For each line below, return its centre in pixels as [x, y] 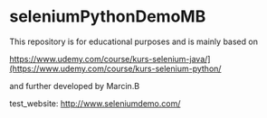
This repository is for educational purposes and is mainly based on [133, 41]
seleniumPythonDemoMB [108, 17]
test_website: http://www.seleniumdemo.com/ [95, 103]
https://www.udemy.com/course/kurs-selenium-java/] [110, 59]
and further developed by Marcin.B [75, 86]
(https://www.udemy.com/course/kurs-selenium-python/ [115, 68]
